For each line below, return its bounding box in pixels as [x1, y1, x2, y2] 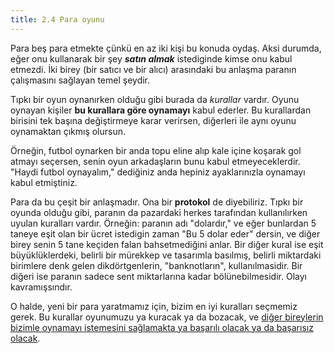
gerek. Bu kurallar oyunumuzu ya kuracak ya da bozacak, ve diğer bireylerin [10, 311, 324, 323]
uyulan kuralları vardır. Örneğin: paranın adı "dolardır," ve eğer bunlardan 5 [10, 217, 317, 229]
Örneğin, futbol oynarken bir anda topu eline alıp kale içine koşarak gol [10, 144, 302, 156]
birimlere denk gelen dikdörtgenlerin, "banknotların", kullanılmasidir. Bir [10, 259, 303, 271]
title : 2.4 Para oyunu [10, 14, 105, 25]
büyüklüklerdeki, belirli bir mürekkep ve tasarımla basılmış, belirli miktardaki [10, 249, 322, 261]
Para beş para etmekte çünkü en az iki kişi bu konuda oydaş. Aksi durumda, [10, 42, 322, 54]
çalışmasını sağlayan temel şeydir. [10, 74, 151, 86]
